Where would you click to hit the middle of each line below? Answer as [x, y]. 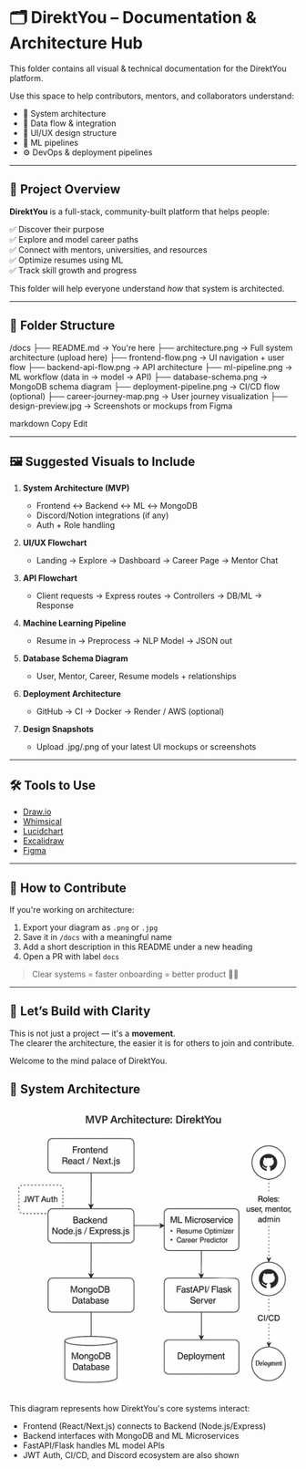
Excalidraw [43, 841]
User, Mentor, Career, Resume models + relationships [136, 677]
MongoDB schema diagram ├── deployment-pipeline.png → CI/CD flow [145, 386]
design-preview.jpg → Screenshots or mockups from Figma [121, 406]
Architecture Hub [76, 43]
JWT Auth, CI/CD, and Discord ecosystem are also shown [131, 1454]
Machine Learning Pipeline [74, 623]
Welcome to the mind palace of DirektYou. [88, 1060]
